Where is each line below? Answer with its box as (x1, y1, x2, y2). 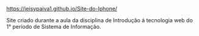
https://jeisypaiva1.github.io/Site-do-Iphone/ (6, 5, 118, 12)
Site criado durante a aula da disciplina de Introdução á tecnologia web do (6, 17, 194, 23)
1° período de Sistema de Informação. (6, 23, 101, 30)
